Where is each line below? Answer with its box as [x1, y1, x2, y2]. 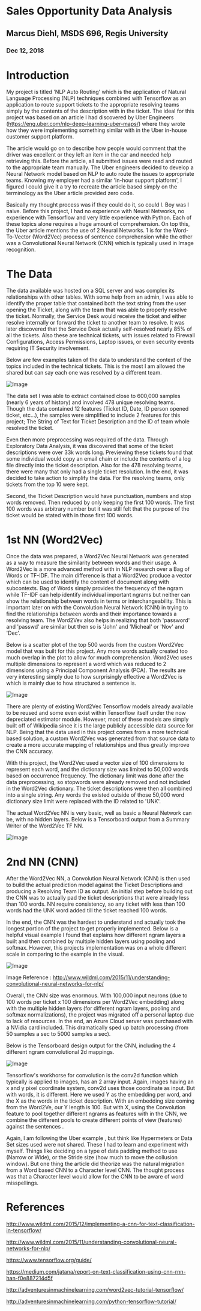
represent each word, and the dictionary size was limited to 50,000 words [6, 766, 189, 773]
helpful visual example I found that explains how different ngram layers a [6, 932, 186, 939]
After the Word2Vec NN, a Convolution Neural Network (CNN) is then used [6, 875, 191, 882]
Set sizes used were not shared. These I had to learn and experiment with [6, 1141, 188, 1148]
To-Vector [6, 233, 31, 240]
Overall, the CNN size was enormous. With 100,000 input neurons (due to [6, 992, 188, 999]
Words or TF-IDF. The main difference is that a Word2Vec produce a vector [6, 572, 192, 579]
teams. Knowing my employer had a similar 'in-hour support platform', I [6, 176, 182, 184]
